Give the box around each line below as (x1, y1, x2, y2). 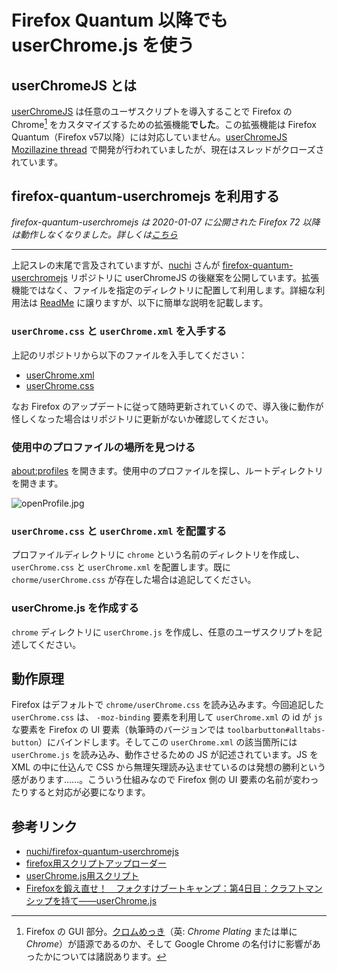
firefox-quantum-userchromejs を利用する (11, 188, 280, 205)
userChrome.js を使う (11, 34, 195, 57)
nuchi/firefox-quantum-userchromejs (25, 846, 179, 858)
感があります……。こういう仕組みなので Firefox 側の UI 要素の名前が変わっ (11, 774, 319, 786)
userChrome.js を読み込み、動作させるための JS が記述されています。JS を (11, 749, 319, 761)
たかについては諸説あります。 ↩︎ (34, 951, 167, 963)
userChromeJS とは (11, 77, 138, 94)
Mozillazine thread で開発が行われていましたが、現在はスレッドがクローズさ (11, 143, 325, 155)
